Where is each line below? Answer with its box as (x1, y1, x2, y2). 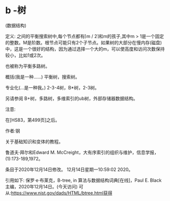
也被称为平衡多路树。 (5, 63, 50, 69)
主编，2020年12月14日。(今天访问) (5, 183, 78, 189)
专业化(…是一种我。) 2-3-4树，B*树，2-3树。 (5, 84, 99, 90)
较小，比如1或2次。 (5, 52, 46, 58)
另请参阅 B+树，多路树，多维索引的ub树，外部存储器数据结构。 (5, 95, 138, 102)
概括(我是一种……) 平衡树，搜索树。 (5, 74, 80, 80)
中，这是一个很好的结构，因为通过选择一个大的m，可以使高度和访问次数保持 (5, 46, 165, 52)
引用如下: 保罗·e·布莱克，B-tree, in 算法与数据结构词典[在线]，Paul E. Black (5, 177, 162, 183)
